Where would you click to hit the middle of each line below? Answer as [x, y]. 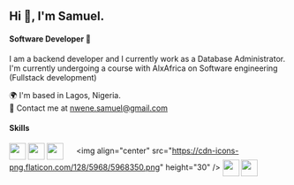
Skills [19, 128]
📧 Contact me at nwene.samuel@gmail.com [88, 108]
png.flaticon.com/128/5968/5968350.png [85, 167]
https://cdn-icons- [205, 150]
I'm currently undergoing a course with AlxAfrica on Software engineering [143, 68]
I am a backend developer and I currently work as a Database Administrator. [147, 58]
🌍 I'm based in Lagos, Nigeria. [65, 95]
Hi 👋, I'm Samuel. [57, 16]
